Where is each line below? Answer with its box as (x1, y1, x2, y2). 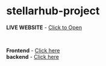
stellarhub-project (6, 4, 100, 18)
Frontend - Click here (6, 46, 60, 54)
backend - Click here (6, 53, 59, 60)
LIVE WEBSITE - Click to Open (6, 24, 83, 31)
